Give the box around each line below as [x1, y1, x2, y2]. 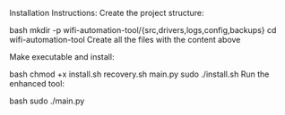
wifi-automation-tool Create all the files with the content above [9, 35, 241, 45]
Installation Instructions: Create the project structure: [9, 8, 204, 18]
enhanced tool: [9, 78, 65, 88]
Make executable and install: [9, 52, 115, 62]
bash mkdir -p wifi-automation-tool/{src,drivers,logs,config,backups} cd [9, 25, 277, 35]
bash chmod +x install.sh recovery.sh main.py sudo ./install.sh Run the [9, 69, 270, 79]
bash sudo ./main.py [9, 95, 85, 106]
